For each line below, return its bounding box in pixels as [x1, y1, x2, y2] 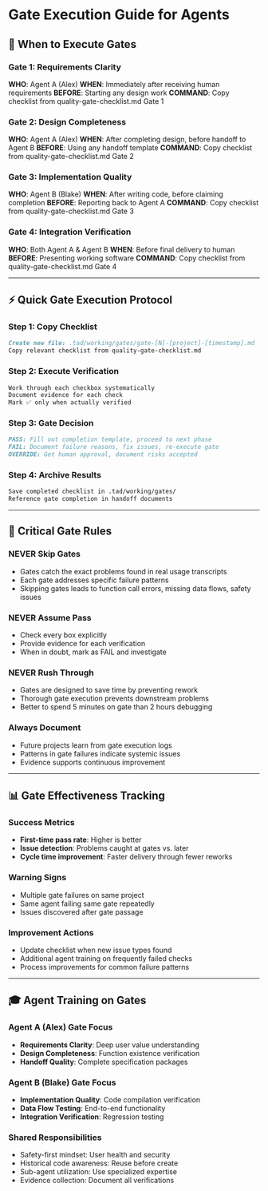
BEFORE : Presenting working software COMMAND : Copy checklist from [8, 253, 246, 263]
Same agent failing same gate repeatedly [19, 899, 156, 908]
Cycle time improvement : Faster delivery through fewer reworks [19, 852, 233, 862]
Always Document [8, 722, 81, 733]
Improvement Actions [8, 927, 94, 938]
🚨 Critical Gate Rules [8, 525, 112, 538]
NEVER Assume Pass [8, 612, 92, 623]
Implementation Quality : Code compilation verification [19, 1094, 201, 1104]
